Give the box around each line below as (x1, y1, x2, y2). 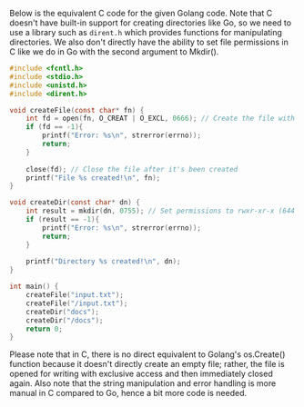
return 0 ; (25, 324, 64, 333)
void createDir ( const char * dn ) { (9, 198, 141, 207)
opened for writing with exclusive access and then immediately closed (9, 368, 273, 380)
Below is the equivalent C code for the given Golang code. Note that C (9, 8, 273, 18)
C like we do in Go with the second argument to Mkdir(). (9, 46, 219, 57)
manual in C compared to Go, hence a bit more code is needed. (9, 388, 248, 399)
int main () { (9, 282, 59, 292)
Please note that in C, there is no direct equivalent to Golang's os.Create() (9, 349, 286, 360)
